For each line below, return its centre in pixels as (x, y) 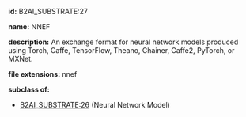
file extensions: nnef (43, 74)
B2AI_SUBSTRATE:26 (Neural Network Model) (95, 105)
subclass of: (29, 89)
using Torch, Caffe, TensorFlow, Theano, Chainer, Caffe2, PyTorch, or (121, 50)
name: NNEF (29, 26)
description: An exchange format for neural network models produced (123, 42)
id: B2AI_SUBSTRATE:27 (48, 11)
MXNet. (21, 59)
